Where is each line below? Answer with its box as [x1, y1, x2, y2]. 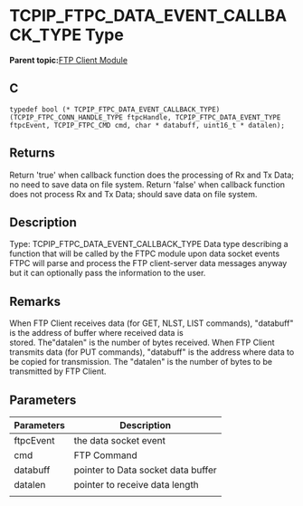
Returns [9, 146, 56, 161]
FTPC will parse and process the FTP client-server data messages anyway [9, 258, 288, 269]
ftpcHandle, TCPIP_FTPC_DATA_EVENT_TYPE [126, 112, 281, 122]
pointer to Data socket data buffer [73, 463, 217, 476]
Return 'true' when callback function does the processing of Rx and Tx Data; [9, 169, 295, 180]
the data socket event [73, 434, 166, 446]
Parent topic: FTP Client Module [9, 54, 128, 65]
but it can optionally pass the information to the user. [9, 268, 206, 279]
